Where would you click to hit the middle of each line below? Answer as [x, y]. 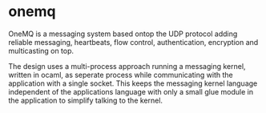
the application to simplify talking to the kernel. [85, 100]
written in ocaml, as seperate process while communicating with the [121, 75]
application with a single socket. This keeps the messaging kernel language [133, 83]
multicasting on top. [41, 50]
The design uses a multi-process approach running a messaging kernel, [127, 66]
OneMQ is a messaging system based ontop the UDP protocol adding [123, 34]
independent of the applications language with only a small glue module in [131, 91]
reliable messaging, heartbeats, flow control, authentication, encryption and [133, 42]
